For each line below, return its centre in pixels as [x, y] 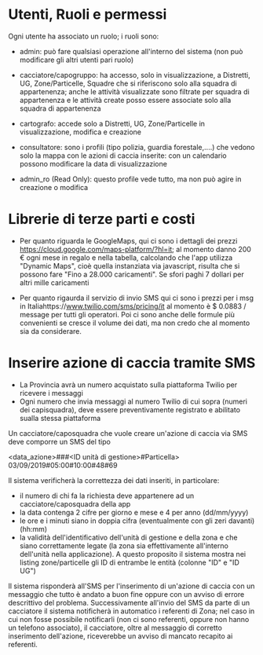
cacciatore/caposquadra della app [75, 503]
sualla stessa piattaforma [60, 418]
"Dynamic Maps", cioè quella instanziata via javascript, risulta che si [130, 265]
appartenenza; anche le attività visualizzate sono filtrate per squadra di [134, 91]
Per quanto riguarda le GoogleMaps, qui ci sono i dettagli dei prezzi [128, 240]
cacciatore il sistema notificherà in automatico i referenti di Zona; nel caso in [131, 611]
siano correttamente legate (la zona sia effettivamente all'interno [124, 545]
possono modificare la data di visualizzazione [93, 163]
